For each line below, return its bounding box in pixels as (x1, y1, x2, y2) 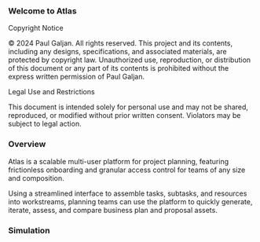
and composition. (8, 173, 64, 182)
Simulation (8, 225, 50, 236)
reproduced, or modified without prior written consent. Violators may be (8, 111, 241, 120)
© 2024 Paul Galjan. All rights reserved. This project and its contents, (8, 38, 233, 48)
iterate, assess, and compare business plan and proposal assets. (8, 205, 218, 214)
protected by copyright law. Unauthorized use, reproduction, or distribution (8, 55, 251, 64)
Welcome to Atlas (8, 5, 77, 16)
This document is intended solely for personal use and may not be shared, (8, 102, 249, 112)
